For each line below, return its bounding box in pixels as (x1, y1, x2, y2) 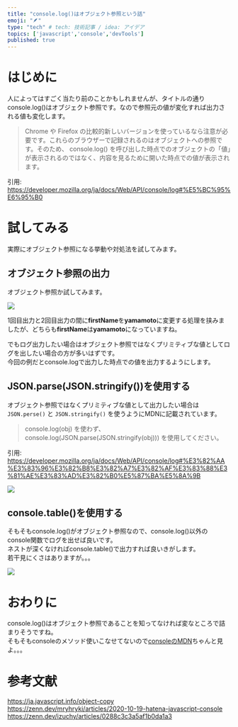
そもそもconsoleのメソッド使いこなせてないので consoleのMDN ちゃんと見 (7, 637, 224, 646)
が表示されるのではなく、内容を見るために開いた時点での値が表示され (24, 154, 230, 162)
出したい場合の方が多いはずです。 (19, 349, 119, 357)
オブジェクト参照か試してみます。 (7, 288, 106, 296)
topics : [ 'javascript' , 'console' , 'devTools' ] (7, 30, 144, 38)
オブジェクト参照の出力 (7, 267, 110, 280)
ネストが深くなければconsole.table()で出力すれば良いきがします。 (7, 545, 200, 553)
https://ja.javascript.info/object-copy (7, 697, 115, 706)
